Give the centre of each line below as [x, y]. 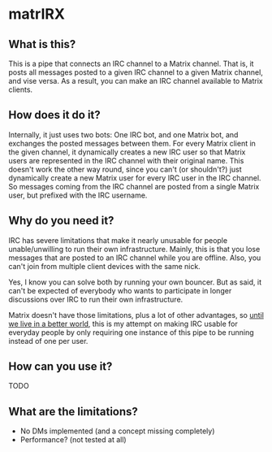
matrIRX [37, 14]
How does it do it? [55, 115]
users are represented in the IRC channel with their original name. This [126, 160]
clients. [21, 89]
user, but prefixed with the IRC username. [78, 195]
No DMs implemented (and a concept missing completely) [117, 431]
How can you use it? [60, 367]
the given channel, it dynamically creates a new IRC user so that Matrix [127, 152]
